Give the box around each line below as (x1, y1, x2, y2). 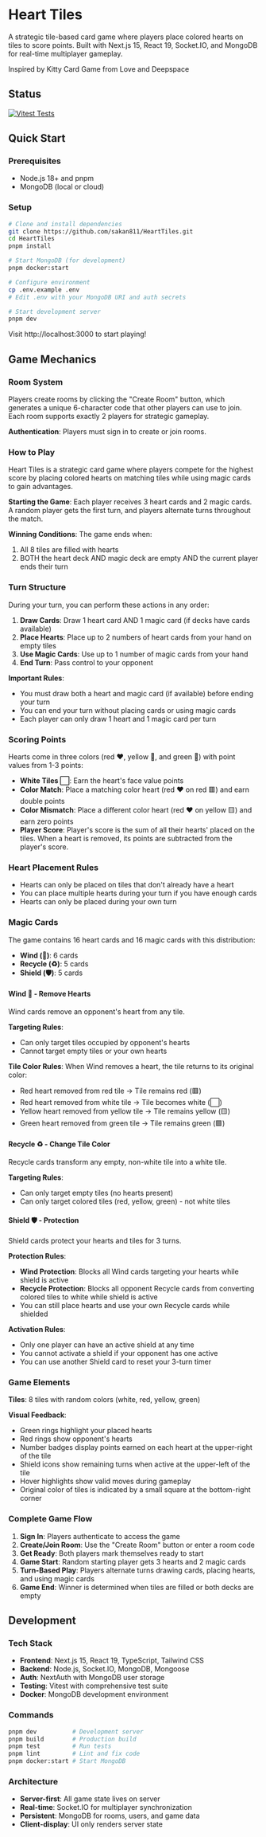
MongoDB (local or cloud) (19, 182, 105, 192)
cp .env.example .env (8, 285, 80, 294)
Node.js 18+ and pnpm (19, 174, 94, 183)
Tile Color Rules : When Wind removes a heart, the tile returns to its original (8, 1061, 254, 1071)
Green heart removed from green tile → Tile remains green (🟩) (19, 1118, 226, 1128)
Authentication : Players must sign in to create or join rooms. (8, 427, 206, 437)
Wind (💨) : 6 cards (19, 950, 79, 960)
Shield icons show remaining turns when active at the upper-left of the (19, 1459, 251, 1469)
